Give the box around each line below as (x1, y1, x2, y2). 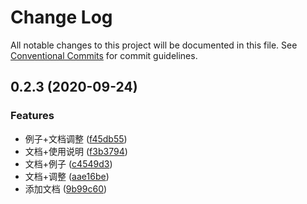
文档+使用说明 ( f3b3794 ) (24, 145, 128, 157)
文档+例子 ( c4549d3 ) (24, 157, 113, 170)
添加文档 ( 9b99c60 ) (24, 182, 108, 195)
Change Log (10, 6, 113, 29)
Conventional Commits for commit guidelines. (10, 49, 198, 61)
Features (10, 109, 55, 123)
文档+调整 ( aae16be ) (24, 170, 110, 182)
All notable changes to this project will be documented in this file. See (10, 39, 298, 51)
